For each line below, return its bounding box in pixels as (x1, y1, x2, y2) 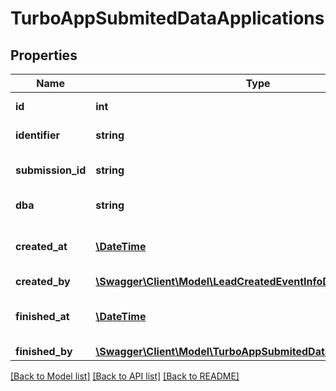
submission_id (15, 163, 87, 177)
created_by (15, 275, 71, 288)
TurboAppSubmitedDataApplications (10, 7, 325, 30)
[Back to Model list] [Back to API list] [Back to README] (10, 370, 240, 382)
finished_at (15, 310, 70, 323)
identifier (15, 128, 60, 142)
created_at (15, 240, 68, 253)
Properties (10, 47, 78, 64)
